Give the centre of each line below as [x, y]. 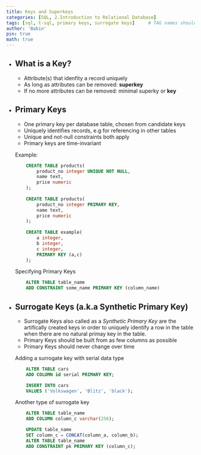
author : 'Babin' [26, 28]
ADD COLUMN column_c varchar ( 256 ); [70, 419]
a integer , [50, 238]
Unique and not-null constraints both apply [77, 137]
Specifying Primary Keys [45, 271]
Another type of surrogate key [52, 402]
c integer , [50, 249]
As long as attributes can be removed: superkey [83, 84]
